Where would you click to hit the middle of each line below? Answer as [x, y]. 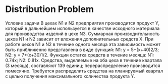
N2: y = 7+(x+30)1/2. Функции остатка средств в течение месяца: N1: [80, 55]
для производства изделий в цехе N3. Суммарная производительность [82, 33]
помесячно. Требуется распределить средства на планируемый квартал [84, 70]
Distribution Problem [50, 9]
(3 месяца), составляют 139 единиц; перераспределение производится [83, 65]
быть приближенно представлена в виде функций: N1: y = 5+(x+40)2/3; [82, 49]
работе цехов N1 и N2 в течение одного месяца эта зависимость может [83, 44]
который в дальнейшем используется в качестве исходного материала [82, 28]
